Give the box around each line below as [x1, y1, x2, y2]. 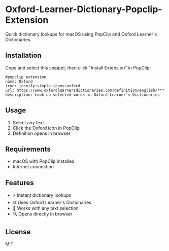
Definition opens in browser [12, 130, 71, 136]
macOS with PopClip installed [12, 158, 75, 164]
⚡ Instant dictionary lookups [12, 192, 72, 198]
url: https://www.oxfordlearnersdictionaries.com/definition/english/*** [5, 88, 165, 93]
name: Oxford [5, 79, 33, 84]
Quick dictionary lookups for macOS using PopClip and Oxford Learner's [5, 31, 157, 37]
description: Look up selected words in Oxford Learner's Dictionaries [5, 92, 160, 97]
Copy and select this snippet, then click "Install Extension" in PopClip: [5, 64, 151, 70]
